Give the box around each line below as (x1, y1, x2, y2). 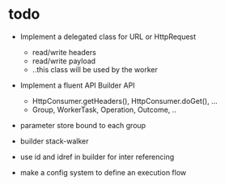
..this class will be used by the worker (32, 64, 158, 74)
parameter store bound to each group (19, 120, 146, 130)
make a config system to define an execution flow (19, 167, 187, 177)
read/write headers (32, 47, 97, 57)
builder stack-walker (19, 136, 89, 146)
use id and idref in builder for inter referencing (19, 152, 175, 161)
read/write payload (32, 56, 96, 66)
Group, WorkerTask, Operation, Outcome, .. (32, 105, 176, 114)
